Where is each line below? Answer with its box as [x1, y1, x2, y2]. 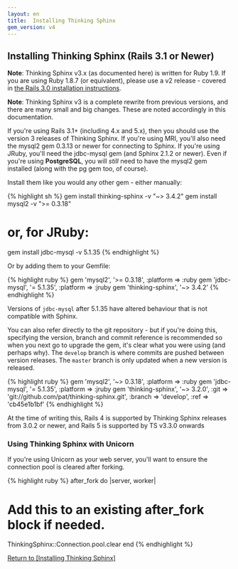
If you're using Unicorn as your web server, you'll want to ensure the [7, 455, 208, 464]
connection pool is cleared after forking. [7, 463, 125, 472]
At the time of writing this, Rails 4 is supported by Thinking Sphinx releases [7, 414, 227, 422]
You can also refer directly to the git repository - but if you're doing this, [7, 326, 218, 334]
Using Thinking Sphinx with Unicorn [7, 439, 134, 449]
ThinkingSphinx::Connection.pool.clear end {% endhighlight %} [7, 540, 193, 548]
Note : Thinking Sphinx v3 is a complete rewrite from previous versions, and [7, 97, 229, 107]
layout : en [7, 10, 40, 18]
